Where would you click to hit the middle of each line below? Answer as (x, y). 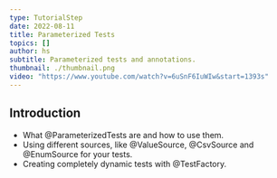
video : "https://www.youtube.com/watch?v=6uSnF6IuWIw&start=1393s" (139, 77)
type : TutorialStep (46, 18)
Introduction (45, 113)
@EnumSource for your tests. (77, 154)
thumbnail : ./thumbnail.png (62, 69)
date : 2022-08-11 (42, 26)
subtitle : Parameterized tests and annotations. (103, 60)
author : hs (30, 52)
